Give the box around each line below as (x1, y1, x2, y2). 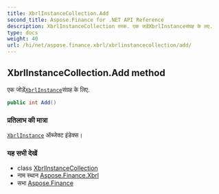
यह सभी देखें (7, 148, 38, 158)
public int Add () (7, 99, 57, 106)
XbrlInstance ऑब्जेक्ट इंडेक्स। (7, 131, 83, 139)
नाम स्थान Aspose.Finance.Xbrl (16, 171, 100, 180)
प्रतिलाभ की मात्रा (7, 115, 48, 125)
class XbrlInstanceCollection (16, 164, 98, 172)
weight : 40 (7, 36, 38, 43)
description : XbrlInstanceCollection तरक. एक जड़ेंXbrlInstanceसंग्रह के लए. (7, 23, 213, 29)
